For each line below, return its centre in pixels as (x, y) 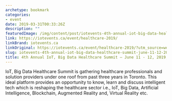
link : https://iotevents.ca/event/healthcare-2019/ (61, 39)
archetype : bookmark (27, 10)
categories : (18, 15)
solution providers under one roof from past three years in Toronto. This (81, 77)
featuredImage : (21, 33)
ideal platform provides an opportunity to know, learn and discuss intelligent (85, 82)
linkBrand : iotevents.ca (32, 43)
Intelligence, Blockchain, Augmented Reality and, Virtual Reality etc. (77, 93)
